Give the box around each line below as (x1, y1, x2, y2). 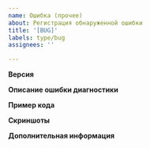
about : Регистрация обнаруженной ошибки (8, 19, 144, 27)
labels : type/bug (8, 33, 66, 42)
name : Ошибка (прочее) (8, 11, 83, 20)
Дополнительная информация (8, 131, 115, 141)
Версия (8, 70, 34, 79)
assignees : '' (8, 41, 55, 49)
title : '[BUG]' (8, 26, 58, 34)
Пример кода (8, 101, 55, 110)
